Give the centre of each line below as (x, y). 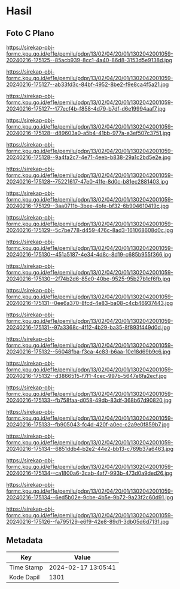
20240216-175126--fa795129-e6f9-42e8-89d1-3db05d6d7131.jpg (88, 522)
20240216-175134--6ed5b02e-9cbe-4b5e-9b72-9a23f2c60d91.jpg (90, 497)
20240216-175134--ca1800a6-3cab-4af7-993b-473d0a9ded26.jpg (89, 473)
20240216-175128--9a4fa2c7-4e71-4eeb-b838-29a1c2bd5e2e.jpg (89, 157)
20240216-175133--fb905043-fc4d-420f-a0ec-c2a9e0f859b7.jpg (88, 425)
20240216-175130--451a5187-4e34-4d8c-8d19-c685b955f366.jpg (89, 254)
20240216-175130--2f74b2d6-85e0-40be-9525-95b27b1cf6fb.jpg (88, 279)
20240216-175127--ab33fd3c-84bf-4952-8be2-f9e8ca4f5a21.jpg (88, 84)
